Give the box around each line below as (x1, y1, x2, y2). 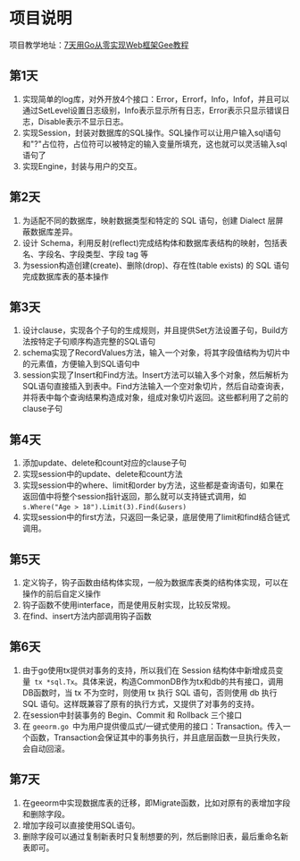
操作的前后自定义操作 (21, 588, 101, 599)
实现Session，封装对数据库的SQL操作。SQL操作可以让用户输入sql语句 (21, 127, 281, 138)
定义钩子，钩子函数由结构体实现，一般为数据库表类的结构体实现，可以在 (21, 577, 288, 587)
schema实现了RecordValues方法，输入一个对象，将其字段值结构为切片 (21, 347, 283, 358)
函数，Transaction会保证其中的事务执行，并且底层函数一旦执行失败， (29, 731, 286, 743)
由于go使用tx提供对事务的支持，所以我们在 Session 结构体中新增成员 (21, 664, 276, 676)
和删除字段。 (21, 808, 70, 819)
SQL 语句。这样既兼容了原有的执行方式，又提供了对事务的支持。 (21, 698, 260, 709)
